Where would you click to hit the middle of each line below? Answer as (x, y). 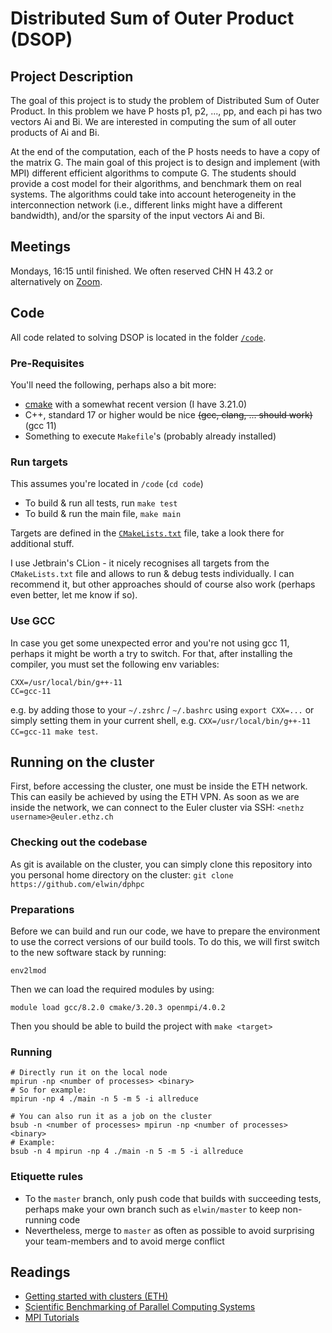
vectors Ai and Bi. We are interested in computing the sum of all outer (153, 121)
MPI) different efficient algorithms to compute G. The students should (153, 173)
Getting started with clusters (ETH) (96, 1296)
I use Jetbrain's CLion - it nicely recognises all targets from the (140, 563)
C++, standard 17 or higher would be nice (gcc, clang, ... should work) (168, 414)
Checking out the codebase (79, 842)
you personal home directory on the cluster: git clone (122, 874)
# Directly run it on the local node (89, 1073)
